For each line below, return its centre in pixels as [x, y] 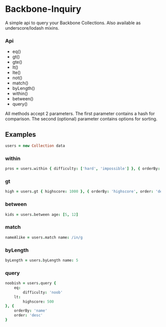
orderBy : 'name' [31, 311]
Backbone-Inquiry [43, 9]
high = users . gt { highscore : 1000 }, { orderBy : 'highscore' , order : [79, 192]
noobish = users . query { [31, 283]
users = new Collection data [35, 146]
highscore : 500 [39, 302]
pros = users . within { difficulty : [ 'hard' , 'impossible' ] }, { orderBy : [83, 169]
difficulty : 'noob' [43, 292]
